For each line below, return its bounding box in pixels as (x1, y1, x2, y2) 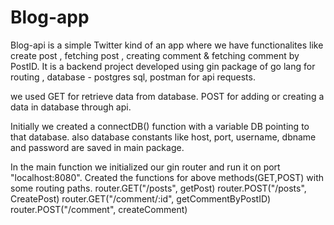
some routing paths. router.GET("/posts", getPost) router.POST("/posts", (10, 182, 307, 194)
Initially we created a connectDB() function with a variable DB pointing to (10, 120, 310, 132)
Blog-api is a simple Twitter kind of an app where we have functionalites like (10, 39, 324, 51)
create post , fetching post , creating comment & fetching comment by (10, 49, 300, 61)
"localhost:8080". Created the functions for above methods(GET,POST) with (10, 171, 325, 183)
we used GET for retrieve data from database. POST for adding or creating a (10, 90, 325, 102)
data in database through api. (10, 101, 132, 113)
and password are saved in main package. (10, 141, 185, 153)
